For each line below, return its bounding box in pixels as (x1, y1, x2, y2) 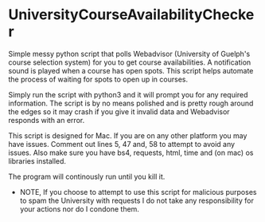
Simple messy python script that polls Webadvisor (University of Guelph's (8, 49, 251, 58)
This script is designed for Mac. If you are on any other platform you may (8, 130, 247, 141)
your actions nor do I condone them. (19, 204, 139, 213)
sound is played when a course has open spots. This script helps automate (8, 65, 254, 75)
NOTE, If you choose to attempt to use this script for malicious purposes (19, 187, 257, 196)
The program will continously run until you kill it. (8, 172, 166, 181)
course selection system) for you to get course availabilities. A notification (8, 57, 251, 67)
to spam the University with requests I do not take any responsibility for (19, 196, 255, 205)
